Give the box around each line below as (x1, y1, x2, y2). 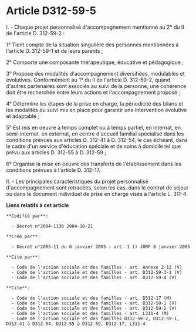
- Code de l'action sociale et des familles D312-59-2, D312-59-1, (11, 316, 180, 321)
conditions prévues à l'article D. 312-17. (6, 166, 101, 174)
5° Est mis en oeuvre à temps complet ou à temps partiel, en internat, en (6, 124, 181, 131)
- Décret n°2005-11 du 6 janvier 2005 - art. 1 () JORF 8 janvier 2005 (11, 243, 191, 250)
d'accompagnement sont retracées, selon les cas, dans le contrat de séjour (6, 184, 189, 191)
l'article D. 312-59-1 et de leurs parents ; (6, 47, 104, 54)
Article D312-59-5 (6, 4, 97, 18)
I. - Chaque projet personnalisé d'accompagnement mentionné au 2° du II (6, 23, 184, 31)
